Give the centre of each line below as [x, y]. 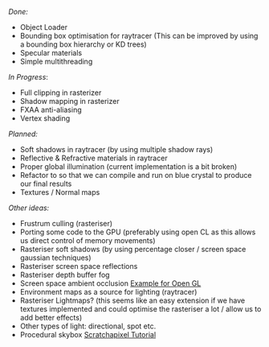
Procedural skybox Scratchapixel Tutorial [88, 335]
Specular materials [51, 53]
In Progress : [28, 77]
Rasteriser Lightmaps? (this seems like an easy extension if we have [132, 300]
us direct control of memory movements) [88, 240]
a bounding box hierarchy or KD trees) [83, 44]
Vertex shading [45, 118]
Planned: [23, 134]
